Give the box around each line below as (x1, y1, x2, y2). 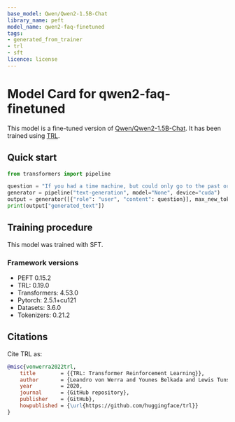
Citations (7, 331, 48, 343)
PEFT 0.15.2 (17, 274, 51, 282)
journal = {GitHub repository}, (20, 389, 130, 396)
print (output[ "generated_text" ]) (7, 202, 105, 209)
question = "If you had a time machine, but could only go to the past (7, 183, 220, 190)
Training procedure (7, 222, 93, 234)
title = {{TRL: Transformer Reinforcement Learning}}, (20, 370, 205, 377)
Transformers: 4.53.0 (17, 288, 79, 297)
